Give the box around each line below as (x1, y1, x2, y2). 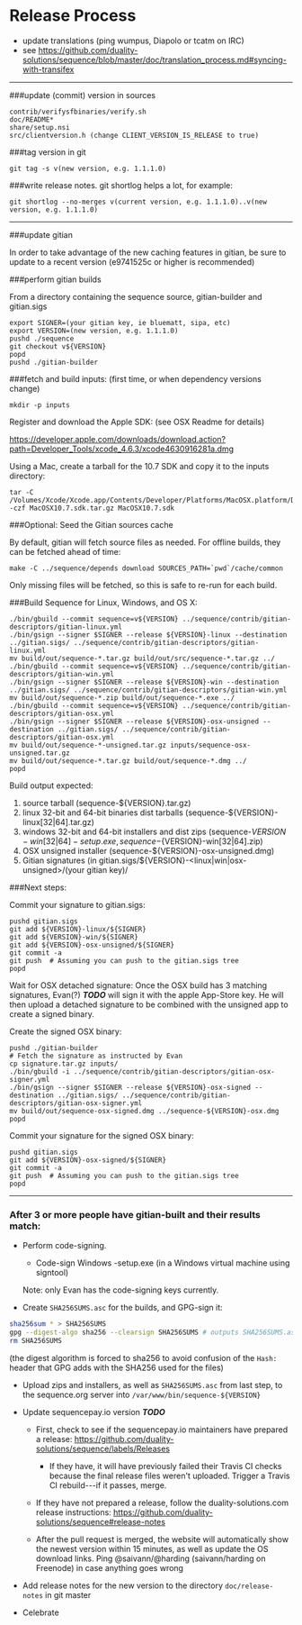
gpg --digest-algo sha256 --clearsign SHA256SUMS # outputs (9, 1328, 240, 1338)
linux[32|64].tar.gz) (22, 816, 94, 827)
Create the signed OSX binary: (9, 1026, 122, 1037)
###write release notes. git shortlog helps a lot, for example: (9, 179, 234, 190)
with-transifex (22, 64, 75, 75)
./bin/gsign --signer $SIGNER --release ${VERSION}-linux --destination (9, 630, 288, 640)
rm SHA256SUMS (9, 1336, 63, 1345)
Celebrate (22, 1607, 60, 1618)
